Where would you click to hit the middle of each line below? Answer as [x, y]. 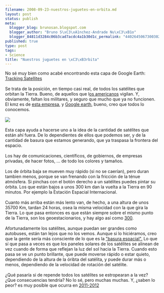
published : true [21, 41]
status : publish [21, 19]
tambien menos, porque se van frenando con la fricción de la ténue [73, 176]
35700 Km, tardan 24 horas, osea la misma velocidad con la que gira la [76, 208]
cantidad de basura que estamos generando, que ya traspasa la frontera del [82, 140]
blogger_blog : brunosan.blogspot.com [48, 28]
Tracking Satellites [24, 78]
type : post [16, 46]
